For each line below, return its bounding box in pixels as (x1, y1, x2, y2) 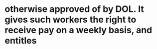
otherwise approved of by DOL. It (4, 3, 144, 15)
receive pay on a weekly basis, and (4, 25, 153, 36)
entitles (4, 35, 37, 47)
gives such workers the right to (4, 14, 137, 25)
